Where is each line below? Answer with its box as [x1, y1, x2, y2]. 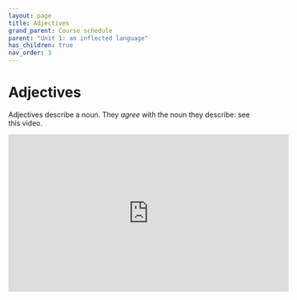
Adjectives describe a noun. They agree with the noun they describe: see [8, 110, 251, 119]
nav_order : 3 [8, 49, 52, 57]
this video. [8, 118, 42, 128]
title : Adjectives [8, 19, 70, 27]
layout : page [8, 11, 52, 20]
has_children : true [8, 42, 74, 50]
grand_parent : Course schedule [8, 26, 113, 34]
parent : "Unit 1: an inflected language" [8, 34, 149, 42]
